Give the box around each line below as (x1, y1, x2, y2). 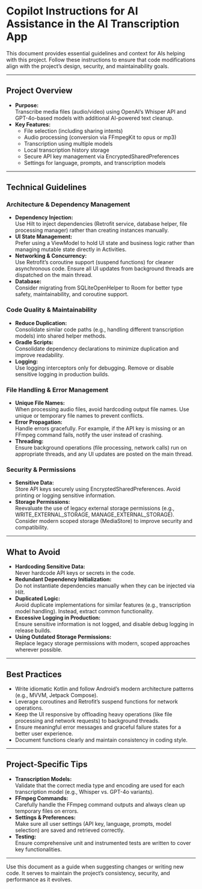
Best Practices (6, 669, 62, 680)
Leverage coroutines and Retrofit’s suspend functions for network (14, 698, 179, 705)
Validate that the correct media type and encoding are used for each (14, 781, 185, 789)
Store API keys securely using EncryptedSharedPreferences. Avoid (14, 486, 181, 493)
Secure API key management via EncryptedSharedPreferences (23, 152, 179, 160)
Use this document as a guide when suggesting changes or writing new (6, 863, 184, 870)
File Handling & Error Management (6, 385, 109, 394)
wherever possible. (14, 646, 63, 654)
